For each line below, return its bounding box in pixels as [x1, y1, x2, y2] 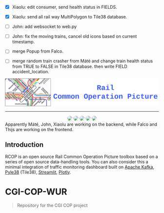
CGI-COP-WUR [5, 186, 67, 197]
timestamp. [12, 39, 35, 45]
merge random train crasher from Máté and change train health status [12, 58, 153, 64]
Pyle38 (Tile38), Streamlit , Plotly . [5, 169, 71, 175]
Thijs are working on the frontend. [5, 126, 74, 132]
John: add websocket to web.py [12, 24, 77, 30]
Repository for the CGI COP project [17, 202, 88, 208]
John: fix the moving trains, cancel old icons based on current [12, 34, 137, 39]
